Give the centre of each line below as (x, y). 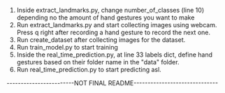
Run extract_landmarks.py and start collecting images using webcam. (117, 25)
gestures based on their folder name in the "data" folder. (98, 62)
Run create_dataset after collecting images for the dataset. (101, 40)
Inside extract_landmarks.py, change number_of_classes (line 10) (110, 10)
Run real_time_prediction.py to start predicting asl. (89, 70)
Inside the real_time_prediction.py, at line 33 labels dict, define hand (115, 55)
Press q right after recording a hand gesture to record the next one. (114, 32)
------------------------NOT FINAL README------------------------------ (112, 83)
